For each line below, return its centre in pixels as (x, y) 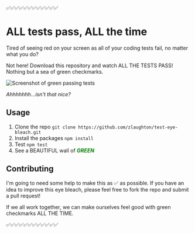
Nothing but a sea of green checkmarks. (55, 71)
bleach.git (28, 132)
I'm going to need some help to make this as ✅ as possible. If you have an (95, 183)
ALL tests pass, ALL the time (77, 32)
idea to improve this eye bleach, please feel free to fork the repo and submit (97, 189)
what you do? (23, 54)
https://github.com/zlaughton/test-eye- (128, 127)
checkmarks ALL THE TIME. (40, 213)
